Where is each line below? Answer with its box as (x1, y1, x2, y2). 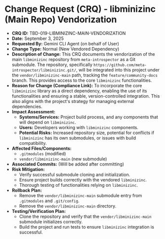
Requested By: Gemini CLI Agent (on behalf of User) (11, 40, 120, 46)
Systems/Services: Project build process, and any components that (19, 114, 159, 120)
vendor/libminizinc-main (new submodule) (19, 156, 107, 162)
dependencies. (11, 103, 42, 109)
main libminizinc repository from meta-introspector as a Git (11, 56, 136, 62)
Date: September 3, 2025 (11, 35, 64, 41)
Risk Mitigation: (11, 166, 45, 172)
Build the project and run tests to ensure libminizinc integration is (19, 224, 154, 230)
